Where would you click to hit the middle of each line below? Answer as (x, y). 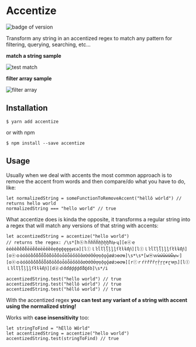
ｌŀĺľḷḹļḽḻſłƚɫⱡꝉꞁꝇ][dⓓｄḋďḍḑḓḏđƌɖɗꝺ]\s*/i (57, 268)
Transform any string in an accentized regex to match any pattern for (89, 38)
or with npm (20, 132)
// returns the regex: (34, 242)
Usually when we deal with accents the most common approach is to (89, 175)
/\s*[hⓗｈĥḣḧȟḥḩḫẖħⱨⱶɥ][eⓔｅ (100, 242)
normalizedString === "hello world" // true (61, 209)
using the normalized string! (41, 306)
